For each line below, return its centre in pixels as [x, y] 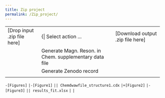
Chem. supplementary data [73, 57]
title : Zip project [25, 10]
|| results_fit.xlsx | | [51, 91]
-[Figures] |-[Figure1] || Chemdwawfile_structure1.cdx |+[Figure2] [75, 85]
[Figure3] [15, 91]
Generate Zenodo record [70, 71]
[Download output [136, 33]
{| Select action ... [62, 36]
